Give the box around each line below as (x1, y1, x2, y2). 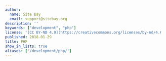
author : (5, 7, 21, 12)
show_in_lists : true (5, 44, 48, 49)
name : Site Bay (9, 12, 41, 17)
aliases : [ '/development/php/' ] (5, 48, 72, 53)
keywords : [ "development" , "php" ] (5, 26, 77, 30)
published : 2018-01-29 (5, 35, 52, 40)
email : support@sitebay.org (9, 16, 68, 21)
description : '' (5, 21, 39, 26)
